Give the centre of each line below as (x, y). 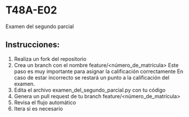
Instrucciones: (32, 45)
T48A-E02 (31, 10)
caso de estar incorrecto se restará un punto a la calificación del (92, 77)
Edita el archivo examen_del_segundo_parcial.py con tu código (90, 90)
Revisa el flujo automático (45, 102)
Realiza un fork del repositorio (50, 58)
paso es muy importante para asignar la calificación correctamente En (99, 71)
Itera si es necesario (38, 108)
